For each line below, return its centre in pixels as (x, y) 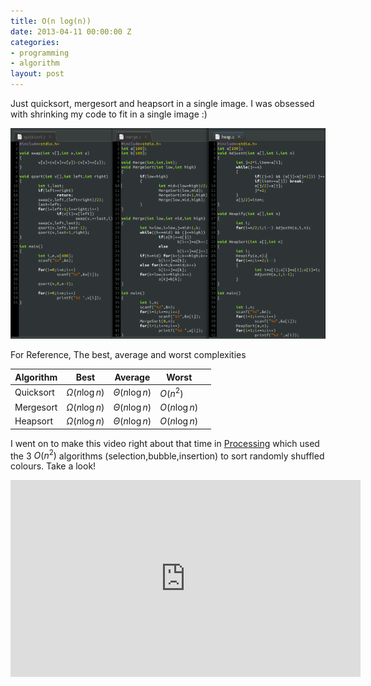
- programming (40, 53)
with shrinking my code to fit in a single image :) (109, 114)
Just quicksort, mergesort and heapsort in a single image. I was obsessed (162, 103)
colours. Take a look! (53, 466)
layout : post (37, 74)
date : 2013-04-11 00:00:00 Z (71, 31)
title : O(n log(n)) (51, 21)
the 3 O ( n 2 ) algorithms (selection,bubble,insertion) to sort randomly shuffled (167, 455)
